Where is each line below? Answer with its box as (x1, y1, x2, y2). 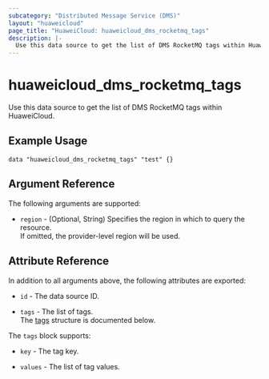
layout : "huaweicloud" (8, 19, 84, 27)
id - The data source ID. (19, 291, 100, 300)
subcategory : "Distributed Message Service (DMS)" (8, 11, 181, 20)
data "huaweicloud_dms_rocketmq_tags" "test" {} (8, 155, 174, 163)
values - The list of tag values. (19, 361, 120, 371)
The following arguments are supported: (8, 198, 142, 208)
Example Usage (8, 134, 88, 148)
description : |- (8, 34, 62, 42)
